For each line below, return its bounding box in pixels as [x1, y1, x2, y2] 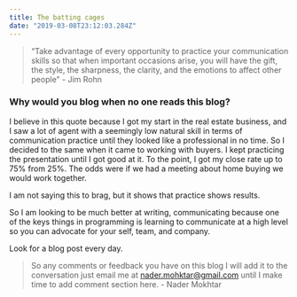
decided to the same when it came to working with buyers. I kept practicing [9, 144, 285, 155]
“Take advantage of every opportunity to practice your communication [30, 45, 289, 56]
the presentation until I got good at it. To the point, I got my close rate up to [9, 153, 283, 164]
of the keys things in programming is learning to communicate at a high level [9, 216, 288, 227]
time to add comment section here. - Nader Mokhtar [30, 278, 222, 289]
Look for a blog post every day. [9, 243, 123, 254]
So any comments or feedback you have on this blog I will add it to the [30, 260, 288, 270]
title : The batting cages [9, 12, 105, 22]
